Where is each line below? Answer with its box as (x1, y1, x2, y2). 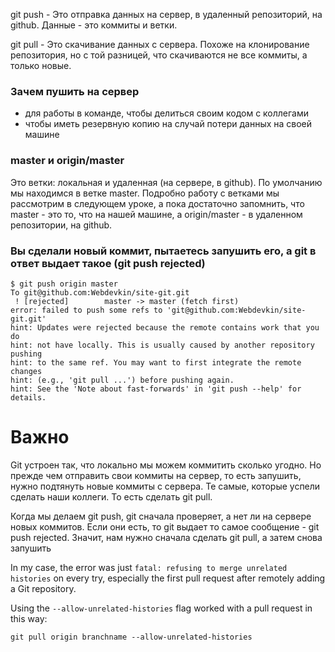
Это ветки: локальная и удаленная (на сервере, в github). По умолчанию (10, 176, 323, 188)
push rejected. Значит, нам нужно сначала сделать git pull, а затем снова (10, 531, 323, 543)
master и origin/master (10, 154, 125, 168)
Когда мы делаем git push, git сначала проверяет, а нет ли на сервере (10, 510, 312, 522)
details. (10, 392, 47, 403)
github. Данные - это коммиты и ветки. (10, 19, 178, 31)
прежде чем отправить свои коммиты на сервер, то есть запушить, (10, 469, 302, 481)
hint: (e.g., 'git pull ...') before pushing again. (10, 375, 235, 385)
